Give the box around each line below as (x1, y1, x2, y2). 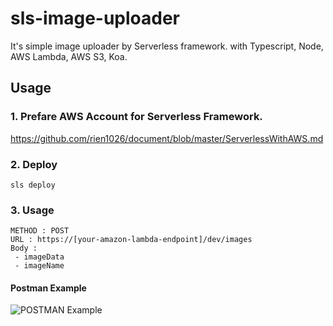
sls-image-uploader (10, 7, 181, 30)
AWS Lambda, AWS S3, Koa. (10, 50, 128, 62)
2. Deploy (10, 157, 58, 171)
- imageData (14, 252, 65, 262)
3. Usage (10, 203, 55, 217)
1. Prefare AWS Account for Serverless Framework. (10, 110, 263, 124)
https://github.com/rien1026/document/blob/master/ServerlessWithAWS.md (10, 132, 324, 144)
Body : (10, 243, 38, 254)
